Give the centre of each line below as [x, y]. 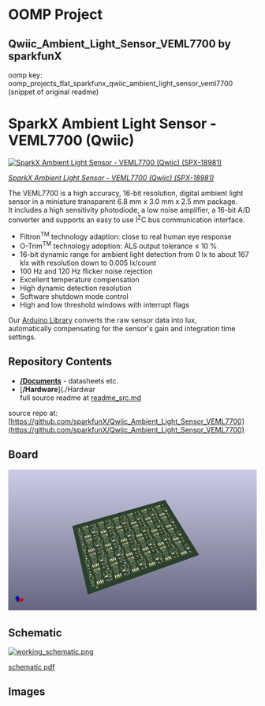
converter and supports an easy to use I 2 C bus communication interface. [127, 219]
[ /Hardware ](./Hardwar [58, 389]
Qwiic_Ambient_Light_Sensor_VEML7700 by [119, 44]
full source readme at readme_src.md [80, 398]
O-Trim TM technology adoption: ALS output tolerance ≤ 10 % [118, 245]
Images [27, 692]
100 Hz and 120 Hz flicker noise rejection [86, 271]
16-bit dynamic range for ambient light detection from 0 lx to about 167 [134, 254]
